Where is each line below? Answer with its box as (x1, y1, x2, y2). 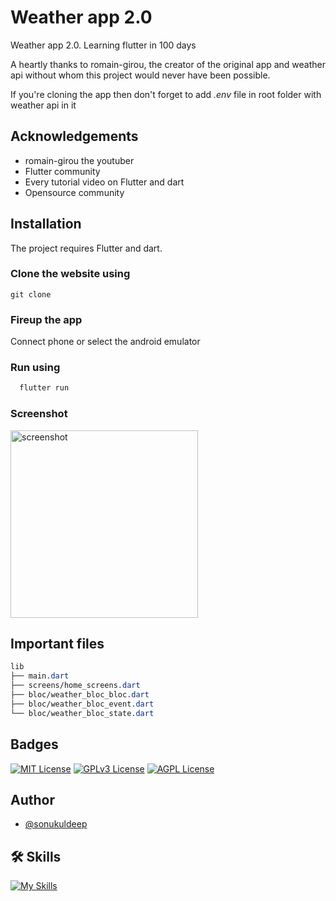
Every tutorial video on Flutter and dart (24, 176, 185, 188)
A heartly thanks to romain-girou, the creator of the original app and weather (10, 58, 327, 70)
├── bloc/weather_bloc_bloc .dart (10, 690, 150, 700)
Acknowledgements (10, 128, 139, 145)
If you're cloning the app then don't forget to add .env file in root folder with (10, 88, 322, 100)
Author (10, 791, 55, 808)
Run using (10, 361, 61, 375)
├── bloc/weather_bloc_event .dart (10, 699, 155, 709)
